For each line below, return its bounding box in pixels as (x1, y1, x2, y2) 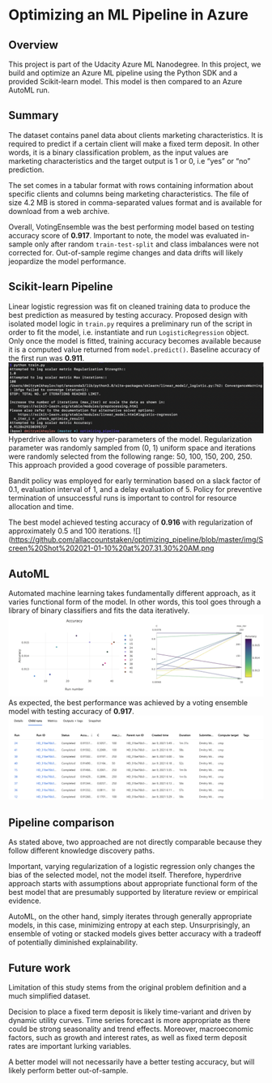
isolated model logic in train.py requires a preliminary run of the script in (8, 319, 253, 328)
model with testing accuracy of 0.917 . (8, 706, 135, 716)
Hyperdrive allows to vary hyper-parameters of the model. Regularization (8, 434, 253, 444)
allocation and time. (8, 502, 74, 512)
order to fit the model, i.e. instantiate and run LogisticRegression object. (8, 327, 249, 337)
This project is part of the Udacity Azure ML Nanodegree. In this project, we (8, 59, 261, 69)
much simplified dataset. (8, 991, 91, 1001)
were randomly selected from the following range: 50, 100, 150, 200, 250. (8, 452, 253, 461)
